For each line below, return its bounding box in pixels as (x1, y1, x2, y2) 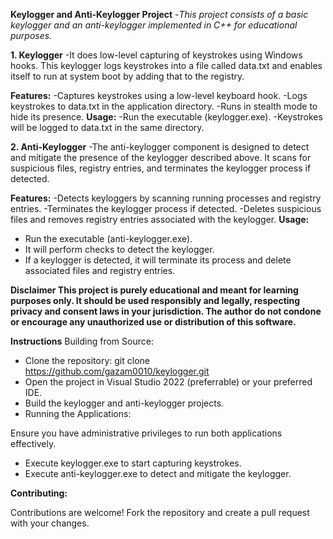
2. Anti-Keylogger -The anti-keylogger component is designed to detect (10, 141, 310, 153)
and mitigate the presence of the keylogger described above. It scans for (10, 152, 312, 163)
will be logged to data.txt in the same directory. (10, 122, 205, 133)
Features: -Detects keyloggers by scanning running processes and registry (10, 192, 322, 204)
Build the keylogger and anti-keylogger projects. (24, 397, 225, 409)
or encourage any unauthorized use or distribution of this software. (10, 316, 297, 328)
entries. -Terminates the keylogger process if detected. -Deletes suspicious (10, 203, 322, 214)
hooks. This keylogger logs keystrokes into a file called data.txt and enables (10, 60, 323, 71)
